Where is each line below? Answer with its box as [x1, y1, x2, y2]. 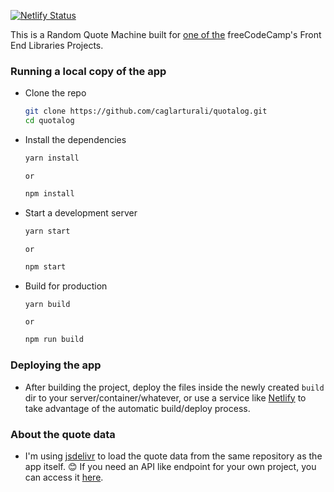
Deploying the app [10, 358, 102, 372]
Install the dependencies [24, 134, 127, 146]
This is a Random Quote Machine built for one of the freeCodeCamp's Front [10, 29, 322, 40]
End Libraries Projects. [10, 40, 104, 51]
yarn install [24, 153, 80, 164]
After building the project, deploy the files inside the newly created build [24, 381, 325, 393]
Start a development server [24, 206, 138, 219]
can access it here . [24, 471, 104, 483]
